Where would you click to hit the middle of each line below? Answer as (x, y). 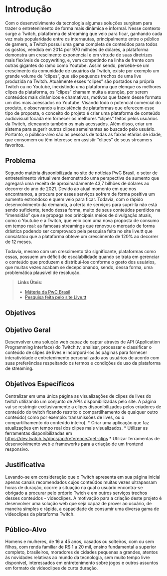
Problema (20, 161)
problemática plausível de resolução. (43, 273)
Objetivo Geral (28, 330)
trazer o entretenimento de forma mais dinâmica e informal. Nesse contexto (83, 28)
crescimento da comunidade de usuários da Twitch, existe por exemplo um (82, 70)
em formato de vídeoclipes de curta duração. (52, 568)
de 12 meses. (19, 242)
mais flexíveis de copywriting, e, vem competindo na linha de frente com (80, 60)
